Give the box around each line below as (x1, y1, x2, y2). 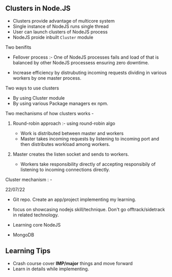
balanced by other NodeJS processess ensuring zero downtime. (12, 59, 149, 66)
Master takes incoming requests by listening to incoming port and (20, 136, 159, 142)
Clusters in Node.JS (5, 4, 71, 13)
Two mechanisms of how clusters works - (5, 110, 94, 116)
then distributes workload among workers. (20, 141, 110, 147)
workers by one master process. (12, 75, 82, 81)
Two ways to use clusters (5, 85, 59, 91)
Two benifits (5, 44, 32, 50)
